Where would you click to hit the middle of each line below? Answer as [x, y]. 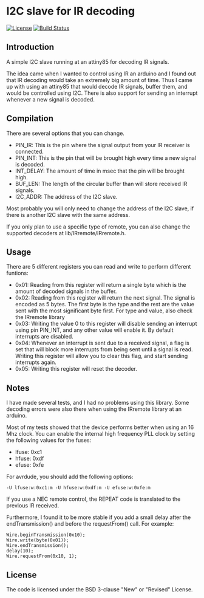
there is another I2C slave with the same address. [68, 215]
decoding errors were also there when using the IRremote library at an [94, 409]
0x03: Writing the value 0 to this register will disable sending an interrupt [106, 324]
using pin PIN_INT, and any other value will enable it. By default [94, 330]
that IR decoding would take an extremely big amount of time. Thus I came [99, 80]
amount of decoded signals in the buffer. [66, 291]
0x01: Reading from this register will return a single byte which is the [100, 285]
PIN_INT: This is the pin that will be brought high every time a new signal [105, 158]
